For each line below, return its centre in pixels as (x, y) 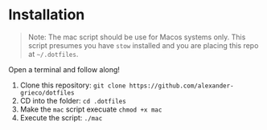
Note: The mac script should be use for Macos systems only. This (137, 37)
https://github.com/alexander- (182, 86)
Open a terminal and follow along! (64, 69)
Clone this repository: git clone (73, 85)
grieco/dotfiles (47, 93)
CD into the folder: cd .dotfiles (73, 100)
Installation (47, 15)
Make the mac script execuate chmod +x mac (91, 109)
